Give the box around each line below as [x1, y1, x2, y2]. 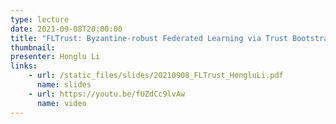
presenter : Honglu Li [10, 52, 101, 62]
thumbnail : [10, 42, 56, 53]
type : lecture [10, 14, 70, 25]
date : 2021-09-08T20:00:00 [10, 24, 123, 34]
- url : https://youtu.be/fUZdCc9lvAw [28, 89, 186, 99]
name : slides [36, 80, 92, 90]
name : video [36, 98, 87, 108]
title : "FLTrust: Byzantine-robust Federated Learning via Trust [10, 33, 288, 43]
